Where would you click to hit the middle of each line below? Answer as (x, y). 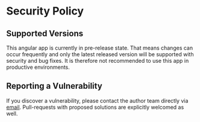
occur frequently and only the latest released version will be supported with (100, 54)
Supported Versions (45, 34)
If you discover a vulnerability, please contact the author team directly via (97, 100)
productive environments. (38, 67)
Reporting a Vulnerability (54, 86)
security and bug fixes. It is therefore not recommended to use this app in (98, 61)
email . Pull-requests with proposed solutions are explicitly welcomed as (95, 107)
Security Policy (45, 11)
